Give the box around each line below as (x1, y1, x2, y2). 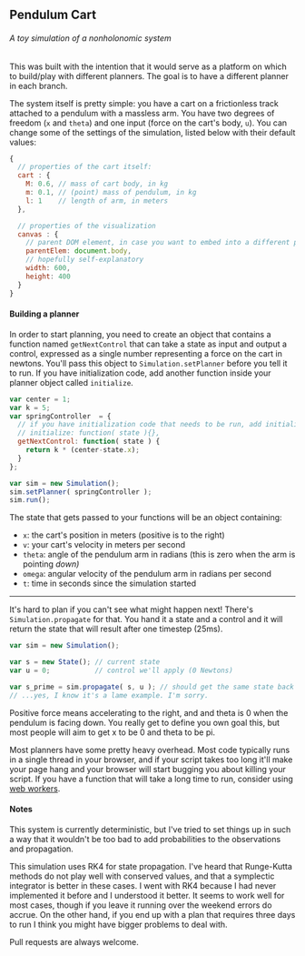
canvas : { (17, 229, 59, 239)
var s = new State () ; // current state (9, 658, 161, 667)
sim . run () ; (9, 496, 51, 505)
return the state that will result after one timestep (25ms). (9, 623, 223, 635)
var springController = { (9, 411, 112, 421)
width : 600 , (25, 264, 71, 273)
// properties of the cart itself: (17, 163, 152, 172)
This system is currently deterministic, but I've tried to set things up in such (9, 823, 291, 835)
